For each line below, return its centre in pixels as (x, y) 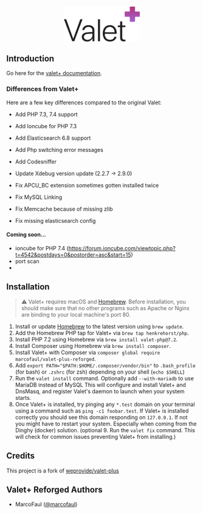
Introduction (30, 59)
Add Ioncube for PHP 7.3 (46, 126)
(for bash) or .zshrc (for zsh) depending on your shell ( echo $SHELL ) (100, 372)
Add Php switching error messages (59, 150)
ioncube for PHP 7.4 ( (42, 248)
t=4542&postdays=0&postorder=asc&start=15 (73, 255)
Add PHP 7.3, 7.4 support (46, 114)
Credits (21, 456)
